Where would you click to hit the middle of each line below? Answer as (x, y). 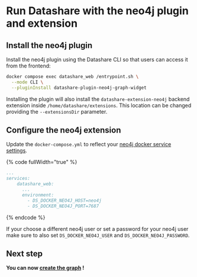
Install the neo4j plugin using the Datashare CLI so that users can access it (97, 59)
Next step (25, 254)
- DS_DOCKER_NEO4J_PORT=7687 (63, 206)
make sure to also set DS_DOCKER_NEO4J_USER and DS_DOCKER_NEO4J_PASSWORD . (98, 235)
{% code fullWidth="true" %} (42, 162)
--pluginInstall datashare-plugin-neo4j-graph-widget (79, 88)
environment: (38, 195)
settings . (17, 151)
